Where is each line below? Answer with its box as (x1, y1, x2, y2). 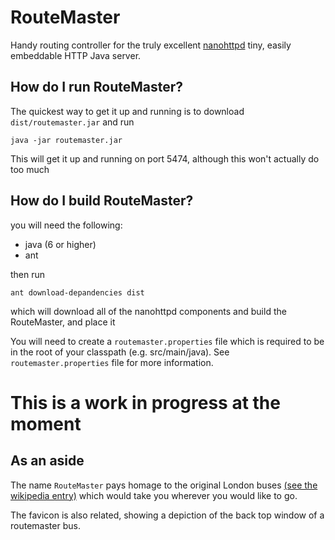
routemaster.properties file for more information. (10, 356, 214, 368)
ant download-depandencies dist (10, 287, 145, 298)
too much (10, 163, 50, 175)
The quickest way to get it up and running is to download (10, 105, 245, 117)
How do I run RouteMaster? (10, 79, 184, 96)
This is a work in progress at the (10, 391, 281, 414)
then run (10, 268, 46, 280)
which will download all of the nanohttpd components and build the (10, 305, 287, 317)
